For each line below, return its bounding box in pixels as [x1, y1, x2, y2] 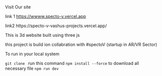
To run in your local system [5, 51, 60, 57]
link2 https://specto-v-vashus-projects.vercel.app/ [5, 23, 107, 29]
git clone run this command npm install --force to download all [5, 61, 139, 66]
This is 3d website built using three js [5, 32, 80, 38]
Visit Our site [5, 4, 31, 10]
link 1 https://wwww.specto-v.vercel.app [5, 14, 86, 19]
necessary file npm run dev [5, 65, 59, 71]
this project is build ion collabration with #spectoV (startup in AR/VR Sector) [5, 42, 158, 47]
